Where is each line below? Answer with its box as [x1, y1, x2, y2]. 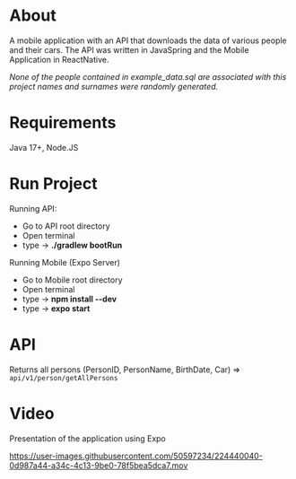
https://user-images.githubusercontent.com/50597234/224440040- [9, 450, 263, 461]
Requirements [9, 113, 117, 133]
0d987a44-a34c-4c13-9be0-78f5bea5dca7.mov [9, 459, 188, 471]
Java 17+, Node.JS [9, 142, 79, 152]
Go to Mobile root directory [22, 274, 123, 285]
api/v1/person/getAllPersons [9, 373, 118, 382]
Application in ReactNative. [9, 54, 109, 65]
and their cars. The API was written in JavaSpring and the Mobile [9, 44, 249, 55]
